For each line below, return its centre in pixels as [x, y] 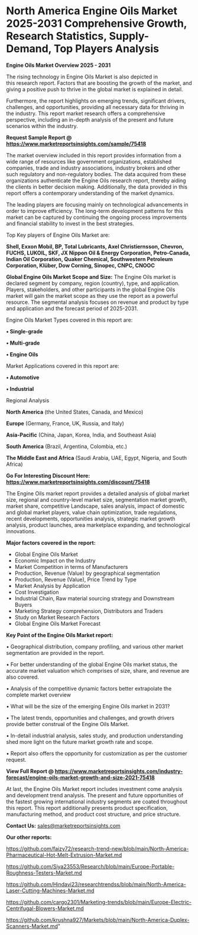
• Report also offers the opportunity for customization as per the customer [97, 753]
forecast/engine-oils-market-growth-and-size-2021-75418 [80, 777]
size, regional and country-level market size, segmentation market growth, [97, 500]
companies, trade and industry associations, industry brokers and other [93, 168]
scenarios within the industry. [42, 126]
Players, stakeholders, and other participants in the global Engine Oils [91, 290]
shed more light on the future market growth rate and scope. [80, 742]
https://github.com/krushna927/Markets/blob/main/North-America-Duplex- [98, 920]
